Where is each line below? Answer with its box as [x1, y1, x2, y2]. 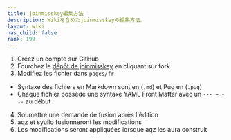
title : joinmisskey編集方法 [7, 10, 84, 17]
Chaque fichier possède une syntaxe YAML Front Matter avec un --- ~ [17, 90, 219, 99]
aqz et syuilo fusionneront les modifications [17, 118, 142, 126]
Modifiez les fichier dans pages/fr [17, 70, 114, 78]
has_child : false [7, 29, 57, 37]
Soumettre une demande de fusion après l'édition [17, 111, 159, 119]
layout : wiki [7, 23, 45, 30]
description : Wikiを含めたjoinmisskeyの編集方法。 [7, 17, 146, 23]
